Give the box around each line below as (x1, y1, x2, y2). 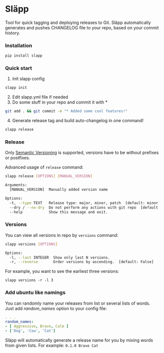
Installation (5, 42, 33, 49)
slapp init (5, 85, 27, 90)
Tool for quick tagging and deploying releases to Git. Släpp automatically (5, 20, 151, 25)
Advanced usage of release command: (5, 165, 84, 170)
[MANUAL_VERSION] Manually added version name (9, 187, 108, 192)
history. (5, 30, 20, 36)
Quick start (5, 65, 33, 72)
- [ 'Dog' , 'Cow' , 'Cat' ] (5, 329, 56, 333)
